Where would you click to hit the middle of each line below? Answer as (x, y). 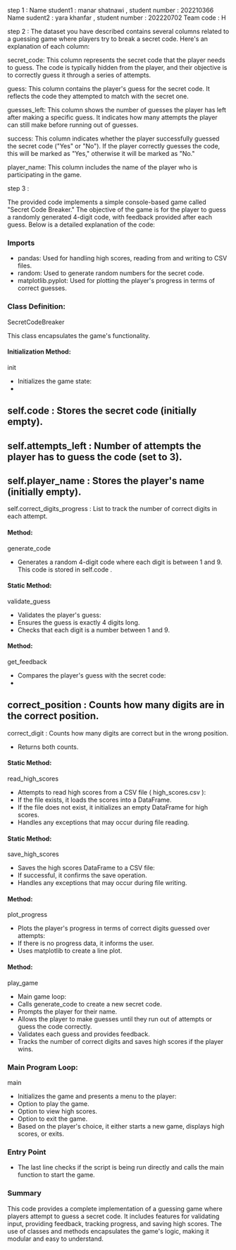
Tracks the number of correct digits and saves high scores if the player (120, 1041)
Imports (21, 243)
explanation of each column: (49, 46)
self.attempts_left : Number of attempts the (104, 446)
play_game (23, 982)
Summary (25, 1194)
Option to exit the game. (52, 1119)
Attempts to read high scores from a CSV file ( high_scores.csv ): (112, 793)
